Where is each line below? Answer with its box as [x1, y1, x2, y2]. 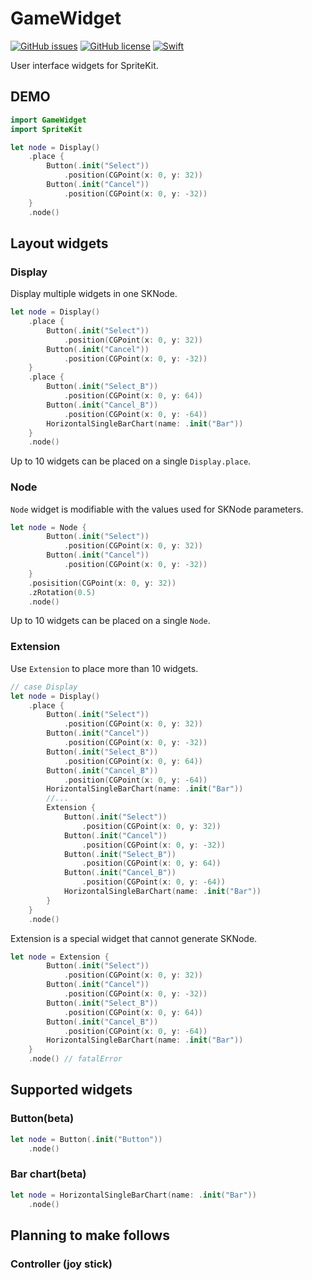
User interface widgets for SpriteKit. [10, 59, 159, 71]
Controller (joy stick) [10, 1257, 113, 1271]
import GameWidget [10, 115, 87, 125]
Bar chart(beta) [10, 1167, 87, 1181]
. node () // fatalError [28, 1054, 123, 1064]
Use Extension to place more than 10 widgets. [10, 662, 199, 674]
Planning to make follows [10, 1227, 170, 1244]
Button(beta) [10, 1112, 75, 1126]
